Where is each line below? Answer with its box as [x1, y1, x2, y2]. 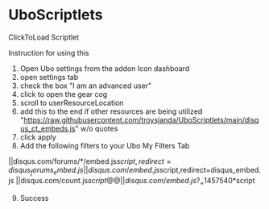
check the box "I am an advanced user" [19, 81, 152, 90]
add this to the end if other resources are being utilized [19, 107, 203, 116]
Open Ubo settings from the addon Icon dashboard [19, 63, 190, 73]
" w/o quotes [75, 123, 118, 133]
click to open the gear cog [19, 89, 108, 98]
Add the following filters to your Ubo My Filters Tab [19, 140, 190, 150]
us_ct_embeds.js [19, 123, 76, 133]
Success [19, 193, 49, 203]
